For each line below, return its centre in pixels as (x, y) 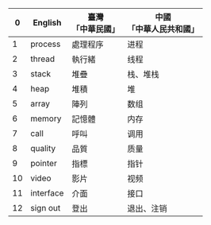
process (46, 44)
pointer (44, 163)
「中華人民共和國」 (163, 29)
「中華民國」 (95, 29)
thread (43, 59)
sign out (46, 208)
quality (43, 148)
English (47, 23)
